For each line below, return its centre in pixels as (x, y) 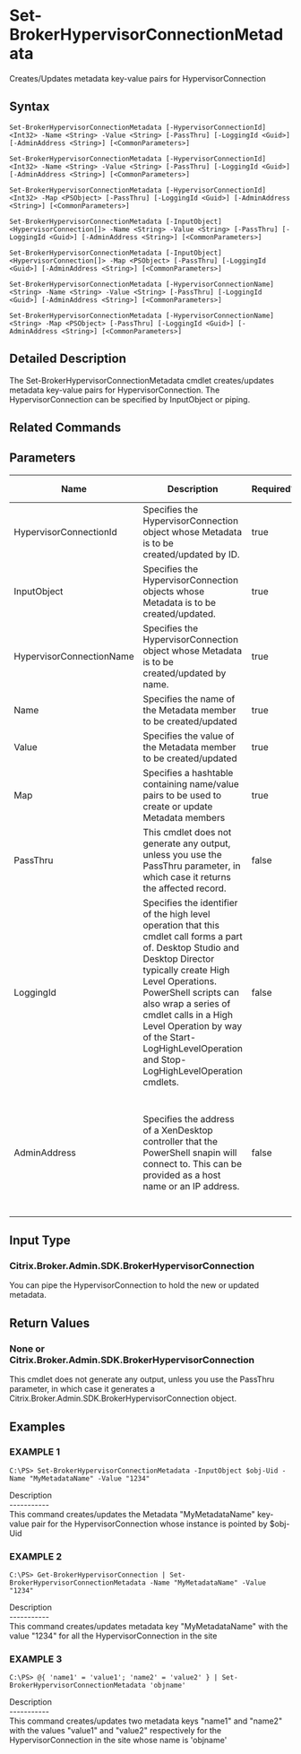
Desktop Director (179, 958)
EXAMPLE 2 (36, 1556)
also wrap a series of (187, 1003)
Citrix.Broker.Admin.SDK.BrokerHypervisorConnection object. (123, 1398)
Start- (183, 1037)
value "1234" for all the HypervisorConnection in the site (113, 1636)
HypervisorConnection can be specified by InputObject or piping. (130, 399)
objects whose (173, 591)
